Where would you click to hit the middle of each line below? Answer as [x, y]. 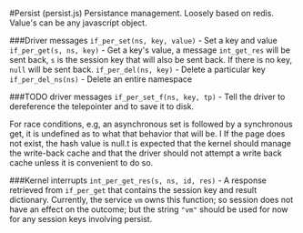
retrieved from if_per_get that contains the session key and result [133, 190]
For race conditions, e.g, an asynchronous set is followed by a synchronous [151, 124]
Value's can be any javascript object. [78, 23]
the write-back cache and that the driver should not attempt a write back [146, 153]
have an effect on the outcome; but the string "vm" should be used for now [149, 209]
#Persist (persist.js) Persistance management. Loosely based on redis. [142, 13]
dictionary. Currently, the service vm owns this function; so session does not [151, 200]
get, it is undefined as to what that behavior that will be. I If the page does [147, 134]
